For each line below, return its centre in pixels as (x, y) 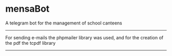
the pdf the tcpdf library (30, 43)
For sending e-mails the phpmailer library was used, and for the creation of (84, 37)
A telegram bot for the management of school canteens (64, 23)
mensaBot (27, 9)
